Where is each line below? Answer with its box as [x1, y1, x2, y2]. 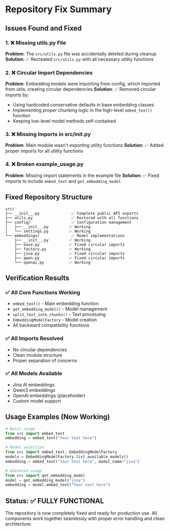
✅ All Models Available [5, 370, 63, 377]
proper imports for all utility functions [5, 148, 83, 154]
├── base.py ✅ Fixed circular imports [14, 242, 125, 247]
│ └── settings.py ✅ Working [5, 228, 91, 234]
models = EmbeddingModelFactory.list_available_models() [5, 455, 129, 460]
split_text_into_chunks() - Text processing [12, 311, 106, 317]
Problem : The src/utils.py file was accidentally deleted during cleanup [5, 50, 157, 57]
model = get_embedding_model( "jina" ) [5, 477, 86, 483]
